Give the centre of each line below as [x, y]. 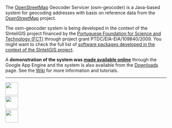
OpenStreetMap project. [31, 18]
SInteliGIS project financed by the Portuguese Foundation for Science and [83, 33]
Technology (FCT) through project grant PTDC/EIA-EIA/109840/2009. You [83, 39]
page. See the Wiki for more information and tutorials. [62, 70]
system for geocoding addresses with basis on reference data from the [80, 13]
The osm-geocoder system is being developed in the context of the [77, 28]
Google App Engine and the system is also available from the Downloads [82, 65]
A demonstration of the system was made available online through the [81, 60]
